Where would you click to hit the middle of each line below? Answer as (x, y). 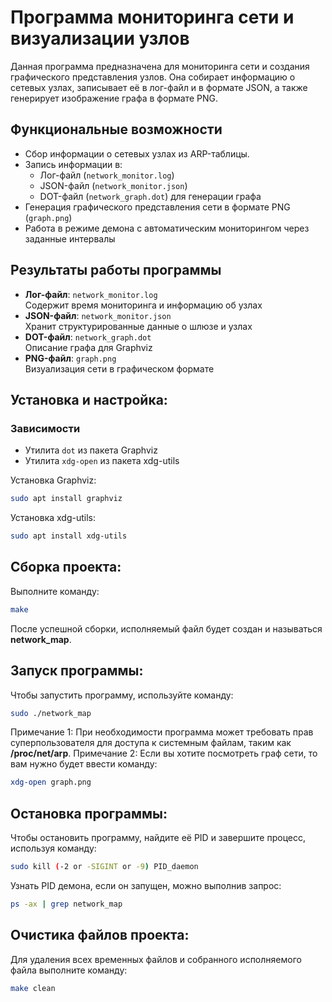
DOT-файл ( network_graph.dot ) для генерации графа (150, 196)
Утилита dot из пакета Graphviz (91, 450)
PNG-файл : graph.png (70, 358)
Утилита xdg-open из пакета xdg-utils (102, 461)
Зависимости (45, 428)
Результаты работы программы (116, 270)
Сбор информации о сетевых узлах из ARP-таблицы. (137, 153)
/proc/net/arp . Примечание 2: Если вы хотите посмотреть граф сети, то (164, 753)
